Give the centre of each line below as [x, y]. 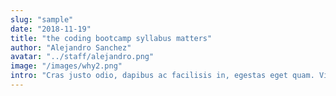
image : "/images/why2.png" [66, 66]
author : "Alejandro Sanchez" [71, 47]
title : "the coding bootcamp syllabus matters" [111, 38]
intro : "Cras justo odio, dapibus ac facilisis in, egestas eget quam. [162, 76]
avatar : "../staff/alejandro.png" [82, 57]
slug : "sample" [42, 19]
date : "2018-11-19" [51, 29]
